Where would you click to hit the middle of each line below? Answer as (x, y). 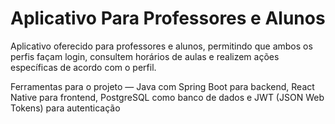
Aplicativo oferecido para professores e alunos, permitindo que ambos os (161, 46)
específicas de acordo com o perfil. (83, 67)
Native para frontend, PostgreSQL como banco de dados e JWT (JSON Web (167, 97)
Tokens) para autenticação (65, 108)
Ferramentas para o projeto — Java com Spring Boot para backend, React (162, 86)
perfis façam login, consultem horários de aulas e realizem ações (145, 56)
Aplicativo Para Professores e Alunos (168, 18)
